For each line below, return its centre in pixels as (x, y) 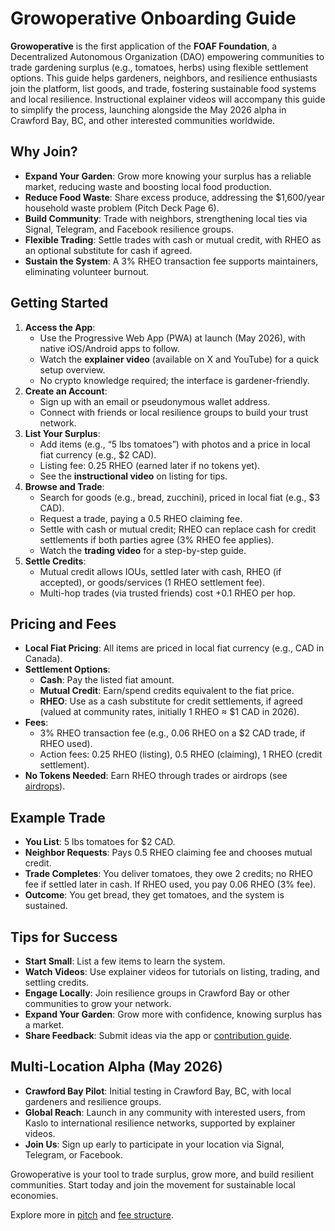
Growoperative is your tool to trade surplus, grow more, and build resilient (162, 1174)
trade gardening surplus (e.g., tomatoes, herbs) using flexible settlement (159, 67)
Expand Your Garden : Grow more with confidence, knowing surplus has (173, 1014)
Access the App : (60, 327)
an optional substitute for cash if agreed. (108, 250)
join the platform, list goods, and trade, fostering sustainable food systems (163, 88)
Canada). (43, 659)
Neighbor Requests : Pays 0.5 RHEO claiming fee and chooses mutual (168, 853)
